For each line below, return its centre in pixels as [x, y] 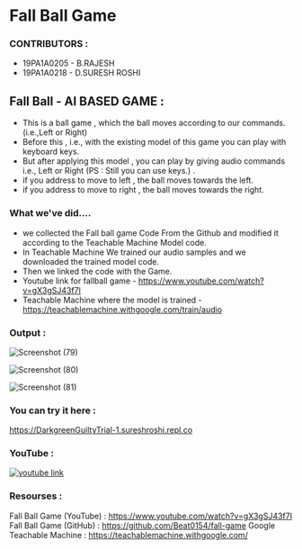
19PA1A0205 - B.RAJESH [68, 63]
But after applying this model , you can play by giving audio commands [154, 161]
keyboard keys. [51, 152]
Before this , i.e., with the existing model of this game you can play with [154, 142]
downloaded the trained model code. [91, 261]
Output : [28, 332]
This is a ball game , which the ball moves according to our [131, 123]
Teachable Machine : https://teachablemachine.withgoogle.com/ [129, 535]
